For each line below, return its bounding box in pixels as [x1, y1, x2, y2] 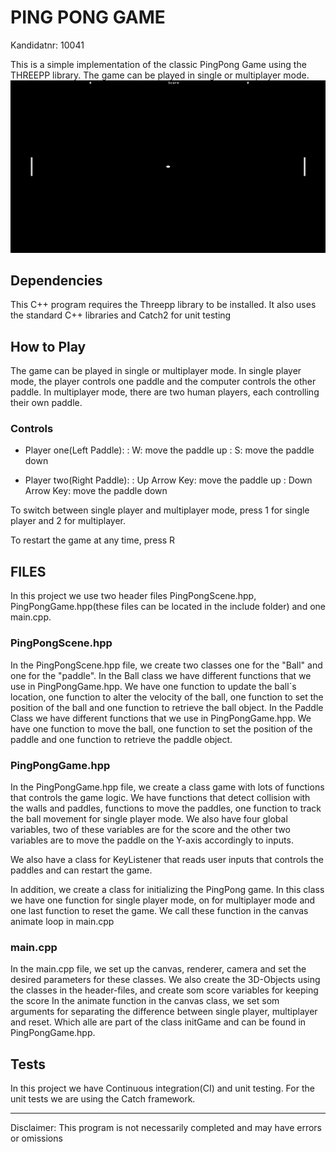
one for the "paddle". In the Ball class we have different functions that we [10, 669, 312, 681]
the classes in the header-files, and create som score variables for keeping [10, 984, 319, 996]
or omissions [10, 1132, 63, 1144]
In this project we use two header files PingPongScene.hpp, [10, 590, 257, 602]
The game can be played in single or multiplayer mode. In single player [10, 365, 302, 377]
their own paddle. [10, 397, 83, 409]
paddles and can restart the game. [10, 864, 153, 876]
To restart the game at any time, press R [10, 534, 176, 546]
